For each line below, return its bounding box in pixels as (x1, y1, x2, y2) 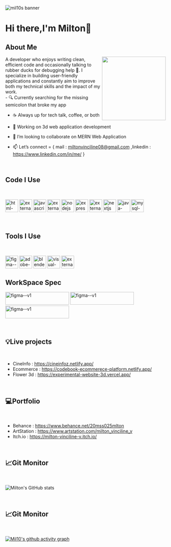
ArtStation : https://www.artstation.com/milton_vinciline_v (12, 428, 133, 435)
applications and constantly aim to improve (5, 78, 96, 84)
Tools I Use (5, 232, 41, 241)
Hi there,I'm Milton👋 (5, 23, 92, 34)
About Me (5, 43, 37, 51)
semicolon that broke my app (5, 102, 67, 108)
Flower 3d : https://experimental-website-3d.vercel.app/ (12, 371, 131, 378)
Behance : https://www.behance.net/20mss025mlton (12, 423, 124, 429)
